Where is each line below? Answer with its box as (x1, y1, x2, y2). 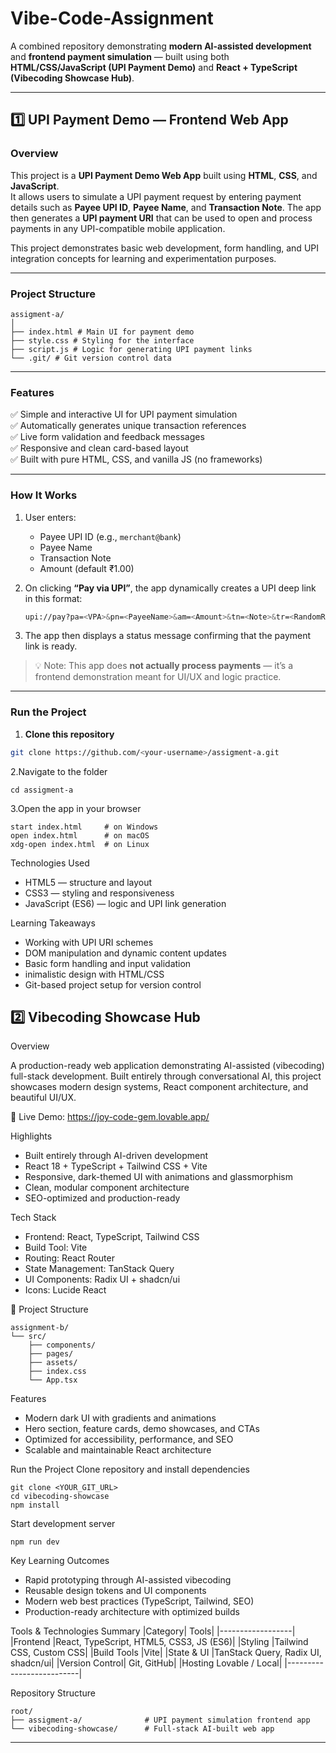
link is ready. (24, 640, 78, 652)
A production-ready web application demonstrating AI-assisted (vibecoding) (10, 1060, 325, 1072)
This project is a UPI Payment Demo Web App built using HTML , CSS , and (10, 169, 318, 181)
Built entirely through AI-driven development (24, 1150, 209, 1162)
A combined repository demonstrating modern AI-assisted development (10, 40, 312, 52)
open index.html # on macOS (10, 830, 150, 841)
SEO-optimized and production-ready (24, 1192, 181, 1204)
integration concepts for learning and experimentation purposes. (10, 252, 277, 264)
